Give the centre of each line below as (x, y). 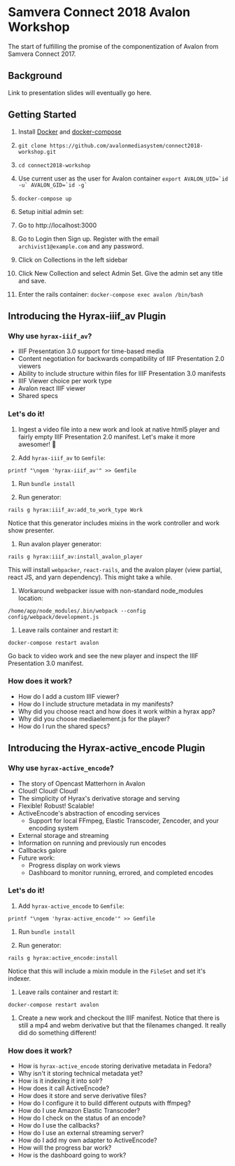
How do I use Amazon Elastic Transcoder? (79, 1111)
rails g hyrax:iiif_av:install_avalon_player (75, 557)
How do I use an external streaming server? (81, 1133)
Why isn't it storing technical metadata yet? (80, 1074)
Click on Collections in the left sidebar (73, 259)
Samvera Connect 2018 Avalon (99, 12)
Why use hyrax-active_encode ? (61, 768)
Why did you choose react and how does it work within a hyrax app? (116, 711)
